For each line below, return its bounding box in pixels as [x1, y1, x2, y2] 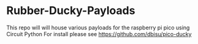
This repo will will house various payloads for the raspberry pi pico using [6, 24, 190, 31]
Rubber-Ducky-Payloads [6, 4, 135, 18]
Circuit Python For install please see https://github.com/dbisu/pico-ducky [6, 30, 192, 37]
